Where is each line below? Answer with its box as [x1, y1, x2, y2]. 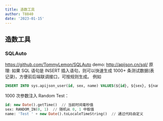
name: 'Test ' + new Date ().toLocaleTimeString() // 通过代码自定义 [5, 111, 144, 116]
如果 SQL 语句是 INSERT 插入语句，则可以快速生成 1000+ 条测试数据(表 [11, 68, 154, 74]
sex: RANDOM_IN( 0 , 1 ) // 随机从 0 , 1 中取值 [5, 107, 95, 112]
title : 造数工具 [5, 7, 35, 12]
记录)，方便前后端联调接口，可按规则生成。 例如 [5, 74, 102, 80]
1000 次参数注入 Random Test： [5, 92, 69, 98]
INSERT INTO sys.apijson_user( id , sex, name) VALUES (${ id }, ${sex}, [5, 83, 147, 89]
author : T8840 [5, 12, 34, 16]
